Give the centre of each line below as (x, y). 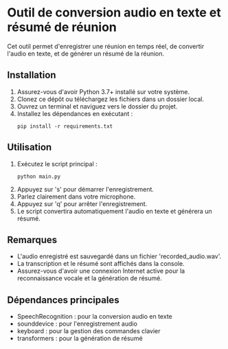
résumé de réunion (62, 27)
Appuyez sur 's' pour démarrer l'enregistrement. (85, 189)
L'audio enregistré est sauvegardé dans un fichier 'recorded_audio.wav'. (119, 256)
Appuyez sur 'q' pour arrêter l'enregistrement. (82, 203)
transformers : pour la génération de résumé (80, 339)
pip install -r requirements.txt (65, 126)
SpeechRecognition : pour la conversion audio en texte (95, 317)
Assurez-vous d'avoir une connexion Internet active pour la (101, 271)
